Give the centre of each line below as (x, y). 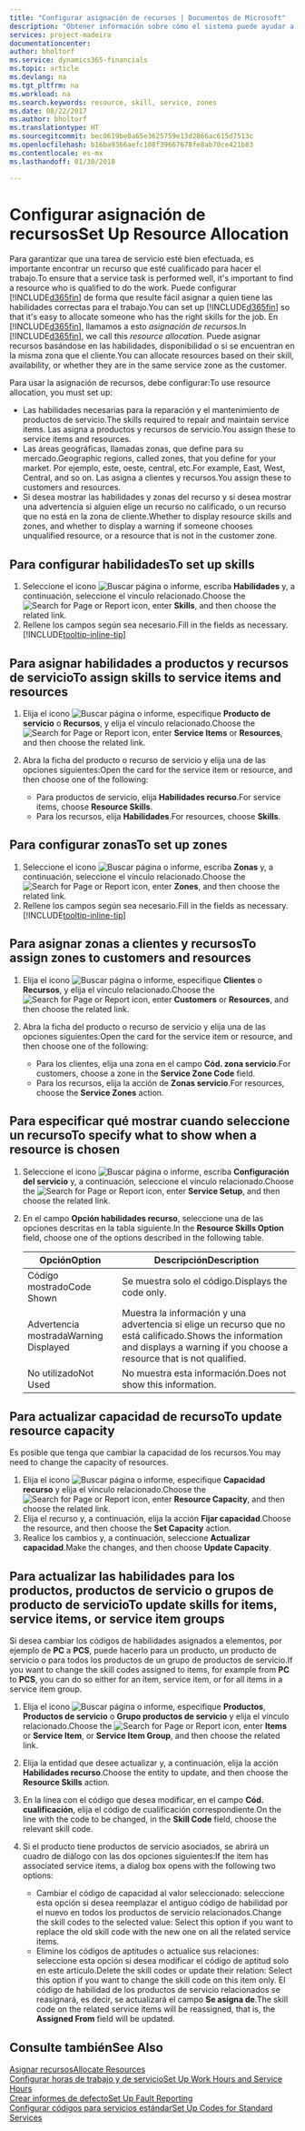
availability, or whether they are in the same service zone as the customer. (148, 366)
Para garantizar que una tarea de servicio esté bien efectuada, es (132, 259)
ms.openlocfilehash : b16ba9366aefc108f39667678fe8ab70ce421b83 (132, 145)
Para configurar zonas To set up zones (119, 845)
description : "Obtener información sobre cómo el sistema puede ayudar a (152, 26)
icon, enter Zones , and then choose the (206, 886)
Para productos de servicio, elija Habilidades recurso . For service (158, 798)
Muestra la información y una (184, 1312)
